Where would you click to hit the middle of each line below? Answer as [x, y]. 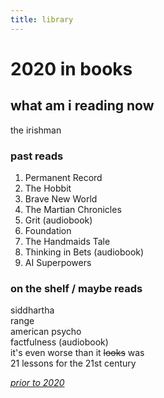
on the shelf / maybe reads [76, 288]
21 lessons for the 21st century [73, 363]
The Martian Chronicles [73, 209]
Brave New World [61, 198]
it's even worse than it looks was [77, 353]
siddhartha [32, 310]
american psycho [46, 332]
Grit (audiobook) [58, 220]
